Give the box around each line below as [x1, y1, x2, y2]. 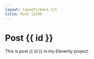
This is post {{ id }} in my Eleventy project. [5, 48, 90, 54]
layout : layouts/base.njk [5, 7, 57, 12]
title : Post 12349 [5, 12, 42, 16]
